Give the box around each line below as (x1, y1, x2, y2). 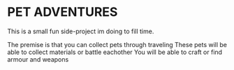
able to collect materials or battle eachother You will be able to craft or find (7, 48, 222, 56)
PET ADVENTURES (7, 4, 118, 20)
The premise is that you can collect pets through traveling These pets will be (7, 40, 228, 49)
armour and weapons (7, 55, 69, 63)
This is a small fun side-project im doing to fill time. (7, 27, 154, 35)
